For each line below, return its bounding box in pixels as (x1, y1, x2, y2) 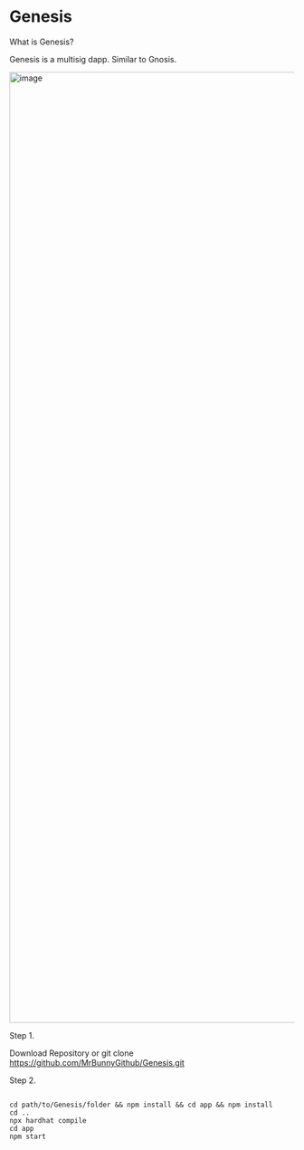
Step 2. (9, 1075, 36, 1086)
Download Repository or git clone (9, 1048, 134, 1059)
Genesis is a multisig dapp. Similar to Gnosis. (9, 53, 177, 64)
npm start (9, 1132, 47, 1141)
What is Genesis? (9, 36, 74, 47)
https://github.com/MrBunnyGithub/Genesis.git (9, 1057, 185, 1068)
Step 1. (9, 1030, 34, 1040)
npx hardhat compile (9, 1116, 88, 1125)
